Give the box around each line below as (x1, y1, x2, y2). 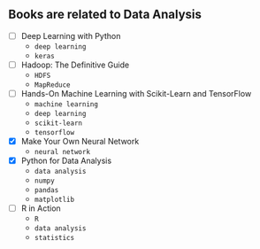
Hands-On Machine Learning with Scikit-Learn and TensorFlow (20, 88, 252, 98)
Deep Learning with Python (20, 30, 121, 41)
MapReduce (34, 80, 72, 89)
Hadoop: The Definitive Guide (20, 59, 130, 70)
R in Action (20, 203, 61, 214)
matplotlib (34, 195, 75, 205)
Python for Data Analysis (20, 155, 112, 167)
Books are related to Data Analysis (8, 7, 203, 22)
